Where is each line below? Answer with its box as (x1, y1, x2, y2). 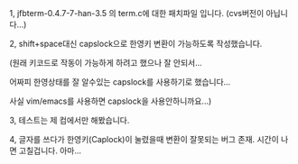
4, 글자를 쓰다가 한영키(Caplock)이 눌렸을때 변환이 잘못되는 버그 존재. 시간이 (9, 134, 280, 144)
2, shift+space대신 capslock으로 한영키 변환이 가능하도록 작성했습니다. (9, 39, 263, 49)
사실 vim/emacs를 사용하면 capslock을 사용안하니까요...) (9, 96, 212, 106)
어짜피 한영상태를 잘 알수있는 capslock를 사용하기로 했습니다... (9, 77, 231, 87)
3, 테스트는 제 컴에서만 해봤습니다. (9, 115, 130, 125)
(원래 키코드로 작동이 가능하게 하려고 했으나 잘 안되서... (9, 58, 203, 68)
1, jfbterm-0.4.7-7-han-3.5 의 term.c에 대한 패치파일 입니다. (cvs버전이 (9, 8, 265, 18)
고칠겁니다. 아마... (18, 145, 82, 156)
